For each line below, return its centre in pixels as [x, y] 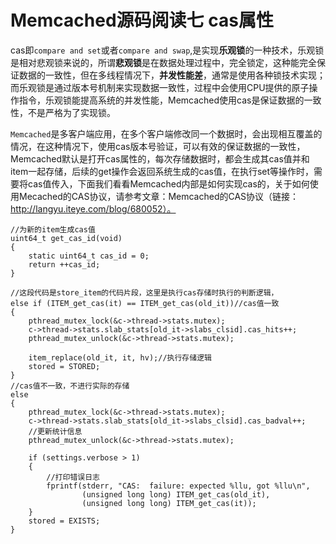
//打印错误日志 [73, 477]
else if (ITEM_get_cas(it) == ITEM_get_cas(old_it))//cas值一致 [145, 303]
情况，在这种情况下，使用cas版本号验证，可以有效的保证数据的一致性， [158, 146]
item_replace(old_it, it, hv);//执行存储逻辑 [120, 357]
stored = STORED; [64, 366]
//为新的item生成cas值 [53, 229]
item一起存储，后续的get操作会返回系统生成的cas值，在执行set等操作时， [162, 171]
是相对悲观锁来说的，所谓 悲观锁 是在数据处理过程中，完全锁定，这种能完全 [163, 62]
